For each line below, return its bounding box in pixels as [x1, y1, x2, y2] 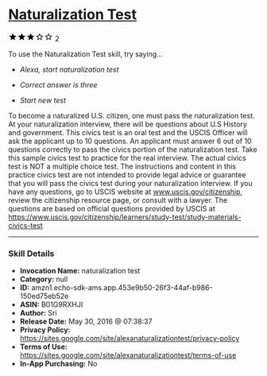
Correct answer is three [19, 79, 98, 89]
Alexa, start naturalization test [19, 64, 119, 74]
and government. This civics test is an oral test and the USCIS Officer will [8, 127, 248, 137]
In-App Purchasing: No [19, 359, 98, 369]
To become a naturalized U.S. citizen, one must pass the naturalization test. [8, 110, 256, 120]
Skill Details [8, 248, 55, 259]
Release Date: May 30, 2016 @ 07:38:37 [19, 316, 153, 327]
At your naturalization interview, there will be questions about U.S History [8, 119, 248, 129]
